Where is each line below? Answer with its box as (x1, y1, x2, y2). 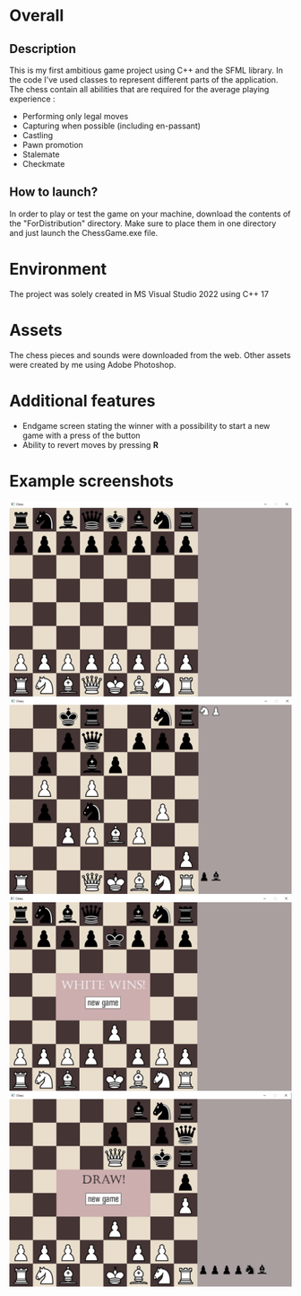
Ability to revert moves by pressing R (21, 439, 159, 450)
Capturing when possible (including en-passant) (21, 120, 202, 131)
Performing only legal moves (21, 111, 129, 121)
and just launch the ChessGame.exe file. (9, 227, 159, 238)
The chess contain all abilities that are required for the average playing (9, 84, 270, 94)
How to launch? (9, 185, 99, 200)
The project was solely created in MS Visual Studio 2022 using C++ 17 (9, 288, 269, 299)
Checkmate (21, 159, 65, 169)
